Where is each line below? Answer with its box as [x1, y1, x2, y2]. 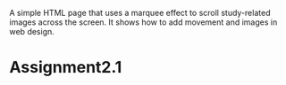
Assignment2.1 [9, 58, 122, 78]
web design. [9, 27, 55, 36]
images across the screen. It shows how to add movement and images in [9, 17, 278, 27]
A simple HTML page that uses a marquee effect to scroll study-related [9, 8, 271, 18]
